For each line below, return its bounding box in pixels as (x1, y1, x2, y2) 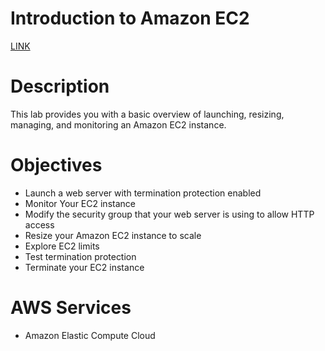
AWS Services (10, 297, 132, 319)
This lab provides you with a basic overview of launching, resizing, (10, 108, 285, 120)
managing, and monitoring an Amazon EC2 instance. (10, 118, 227, 131)
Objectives (10, 154, 103, 177)
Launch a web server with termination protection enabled (24, 187, 262, 199)
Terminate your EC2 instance (24, 261, 145, 273)
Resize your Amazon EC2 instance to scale (24, 229, 202, 241)
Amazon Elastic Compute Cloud (24, 329, 156, 341)
